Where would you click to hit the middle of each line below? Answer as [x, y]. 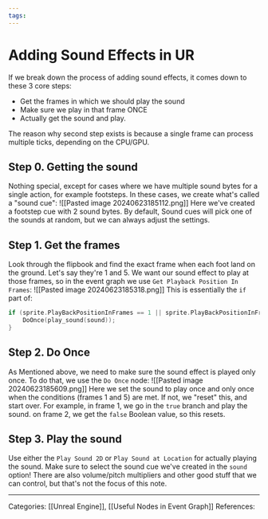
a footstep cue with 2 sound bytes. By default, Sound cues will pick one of [130, 211]
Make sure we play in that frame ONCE [83, 109]
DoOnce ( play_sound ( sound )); [69, 320]
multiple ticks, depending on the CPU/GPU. [79, 142]
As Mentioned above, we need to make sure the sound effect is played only [132, 372]
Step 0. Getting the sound [73, 167]
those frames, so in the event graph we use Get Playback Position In [123, 281]
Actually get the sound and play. [73, 118]
